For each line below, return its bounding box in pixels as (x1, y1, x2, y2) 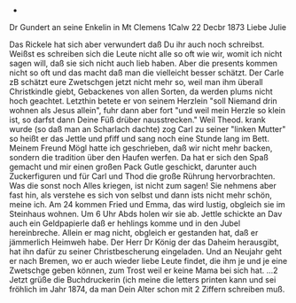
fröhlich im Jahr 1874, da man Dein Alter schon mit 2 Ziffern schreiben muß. (9, 284, 285, 294)
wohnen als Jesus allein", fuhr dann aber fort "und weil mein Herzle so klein (9, 105, 286, 115)
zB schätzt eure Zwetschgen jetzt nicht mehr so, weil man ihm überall (9, 77, 263, 87)
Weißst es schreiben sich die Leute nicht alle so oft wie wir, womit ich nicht (9, 49, 283, 58)
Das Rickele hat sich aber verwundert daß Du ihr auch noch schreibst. (9, 39, 265, 50)
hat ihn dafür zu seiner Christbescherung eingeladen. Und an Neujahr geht (9, 246, 282, 257)
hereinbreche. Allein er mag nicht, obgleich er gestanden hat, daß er (9, 228, 259, 237)
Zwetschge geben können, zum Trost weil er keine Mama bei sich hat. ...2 (9, 265, 278, 276)
